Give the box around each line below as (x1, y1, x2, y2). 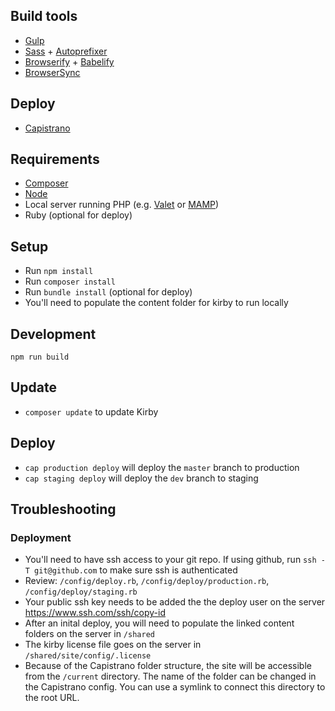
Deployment (10, 531, 72, 544)
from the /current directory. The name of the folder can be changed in (24, 670, 317, 683)
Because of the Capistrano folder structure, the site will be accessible (24, 660, 312, 672)
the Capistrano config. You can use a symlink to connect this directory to (24, 681, 326, 693)
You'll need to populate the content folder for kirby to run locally (24, 297, 289, 309)
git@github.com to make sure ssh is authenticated (34, 564, 238, 576)
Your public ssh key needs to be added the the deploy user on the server (24, 596, 326, 608)
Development (10, 325, 97, 343)
